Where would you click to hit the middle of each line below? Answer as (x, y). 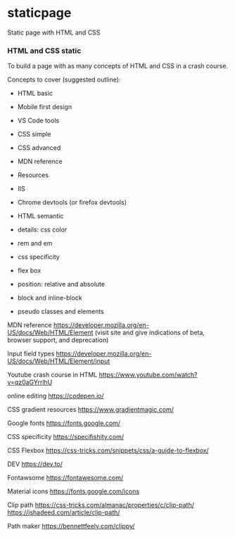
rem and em (35, 244)
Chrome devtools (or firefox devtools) (72, 203)
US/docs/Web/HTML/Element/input (59, 361)
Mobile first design (45, 107)
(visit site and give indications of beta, (150, 333)
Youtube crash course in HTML (52, 375)
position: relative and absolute (61, 284)
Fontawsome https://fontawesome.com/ (65, 478)
